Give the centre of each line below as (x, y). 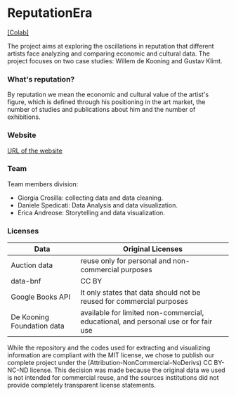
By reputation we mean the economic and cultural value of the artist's (108, 95)
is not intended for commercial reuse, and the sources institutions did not (113, 378)
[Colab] (18, 32)
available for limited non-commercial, (142, 313)
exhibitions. (24, 117)
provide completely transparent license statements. (82, 385)
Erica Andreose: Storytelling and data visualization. (91, 212)
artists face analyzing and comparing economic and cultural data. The (109, 53)
